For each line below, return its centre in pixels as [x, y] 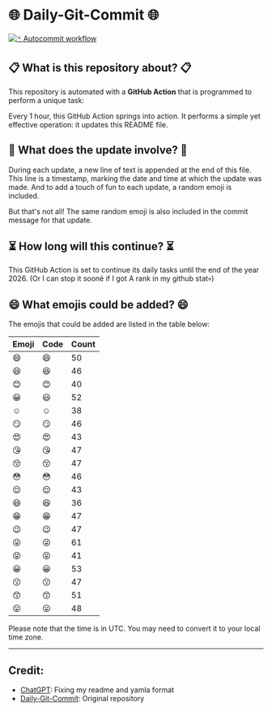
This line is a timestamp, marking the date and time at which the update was [135, 178]
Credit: [26, 670]
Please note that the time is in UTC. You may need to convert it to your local [134, 629]
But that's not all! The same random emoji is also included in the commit [128, 211]
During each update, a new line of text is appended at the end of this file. [130, 170]
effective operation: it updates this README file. [88, 124]
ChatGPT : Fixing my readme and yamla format [97, 690]
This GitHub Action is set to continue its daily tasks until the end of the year [134, 270]
